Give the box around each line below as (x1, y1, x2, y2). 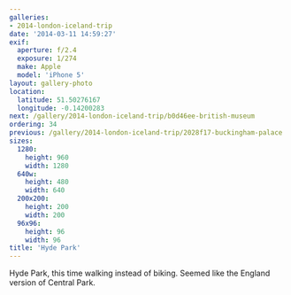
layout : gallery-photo (9, 79, 93, 88)
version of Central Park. (9, 277, 96, 288)
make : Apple (17, 63, 62, 72)
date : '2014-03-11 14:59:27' (9, 29, 117, 38)
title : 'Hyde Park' (9, 244, 81, 252)
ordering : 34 (9, 120, 57, 129)
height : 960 (25, 152, 69, 162)
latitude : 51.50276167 (17, 95, 101, 105)
